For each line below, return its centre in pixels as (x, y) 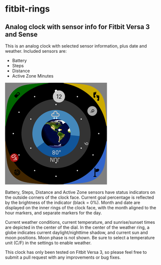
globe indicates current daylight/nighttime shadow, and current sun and (76, 233)
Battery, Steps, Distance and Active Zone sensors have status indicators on (80, 192)
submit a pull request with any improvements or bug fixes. (63, 257)
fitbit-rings (27, 9)
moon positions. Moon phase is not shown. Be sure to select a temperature (80, 238)
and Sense (21, 34)
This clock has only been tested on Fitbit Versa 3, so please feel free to (76, 252)
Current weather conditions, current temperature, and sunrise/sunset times (80, 222)
